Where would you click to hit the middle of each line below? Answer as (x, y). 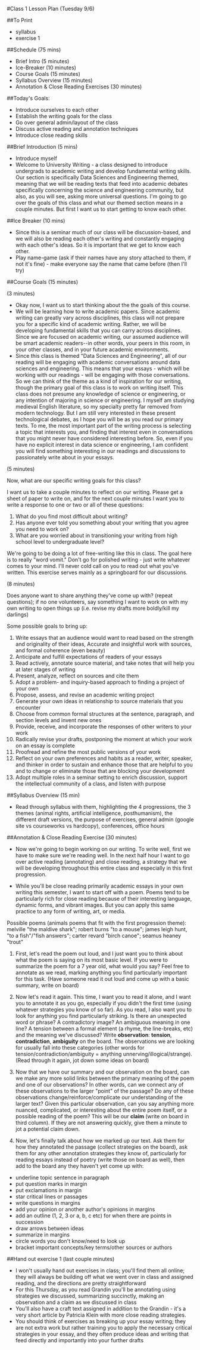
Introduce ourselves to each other (57, 110)
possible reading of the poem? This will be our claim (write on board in (102, 1116)
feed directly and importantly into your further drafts (79, 1340)
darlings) (18, 614)
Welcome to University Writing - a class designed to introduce (92, 165)
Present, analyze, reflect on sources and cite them (77, 676)
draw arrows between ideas (49, 1228)
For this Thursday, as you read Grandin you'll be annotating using (96, 1289)
